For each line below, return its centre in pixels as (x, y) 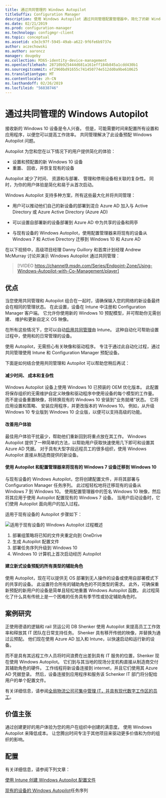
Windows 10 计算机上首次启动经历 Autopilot (57, 554)
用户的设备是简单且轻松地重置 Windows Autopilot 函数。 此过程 (91, 590)
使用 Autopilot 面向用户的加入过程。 (46, 504)
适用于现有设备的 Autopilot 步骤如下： (44, 514)
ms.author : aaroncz (25, 51)
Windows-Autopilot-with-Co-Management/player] (68, 271)
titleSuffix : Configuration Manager (43, 14)
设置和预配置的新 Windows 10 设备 (47, 162)
